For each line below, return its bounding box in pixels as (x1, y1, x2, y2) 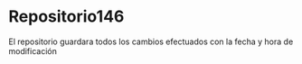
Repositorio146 (8, 6, 125, 27)
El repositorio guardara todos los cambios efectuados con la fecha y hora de (8, 36, 294, 47)
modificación (8, 45, 58, 56)
